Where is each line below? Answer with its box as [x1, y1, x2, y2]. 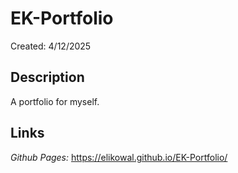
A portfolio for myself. [10, 95, 100, 107]
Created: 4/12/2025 [10, 40, 92, 52]
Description [10, 69, 85, 86]
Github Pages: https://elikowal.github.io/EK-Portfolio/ [10, 151, 228, 163]
